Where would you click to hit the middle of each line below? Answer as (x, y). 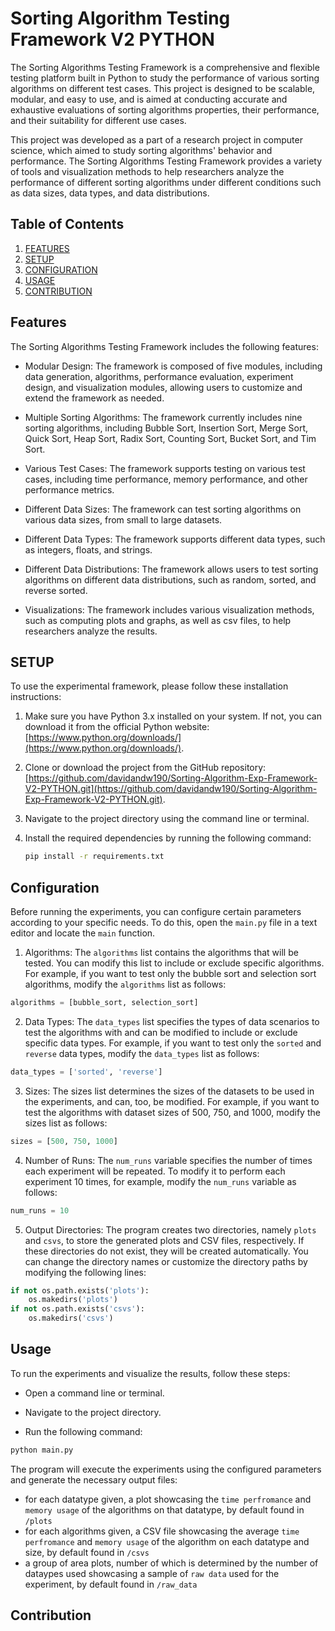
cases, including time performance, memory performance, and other (166, 479)
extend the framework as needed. (94, 398)
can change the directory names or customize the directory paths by (166, 1261)
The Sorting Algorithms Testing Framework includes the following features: (164, 346)
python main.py (42, 1450)
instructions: (36, 697)
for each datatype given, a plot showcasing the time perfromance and (168, 1499)
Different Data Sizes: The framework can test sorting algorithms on (163, 509)
